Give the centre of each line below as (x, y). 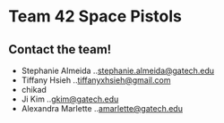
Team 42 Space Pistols (95, 16)
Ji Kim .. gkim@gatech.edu (70, 99)
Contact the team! (60, 49)
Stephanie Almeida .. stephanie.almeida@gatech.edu (118, 70)
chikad (34, 90)
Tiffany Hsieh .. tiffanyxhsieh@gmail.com (96, 80)
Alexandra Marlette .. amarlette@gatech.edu (102, 108)
